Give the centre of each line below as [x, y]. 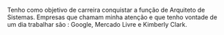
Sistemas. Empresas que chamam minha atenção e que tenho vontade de [112, 17]
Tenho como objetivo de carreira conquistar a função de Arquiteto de [106, 10]
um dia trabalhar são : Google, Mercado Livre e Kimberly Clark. [97, 24]
